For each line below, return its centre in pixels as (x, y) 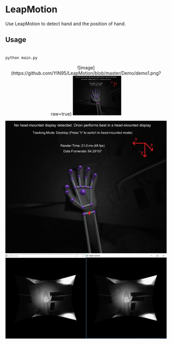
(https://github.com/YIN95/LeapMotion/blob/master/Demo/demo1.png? (86, 73)
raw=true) (61, 113)
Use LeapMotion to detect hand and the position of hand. (66, 24)
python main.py (21, 58)
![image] (86, 67)
